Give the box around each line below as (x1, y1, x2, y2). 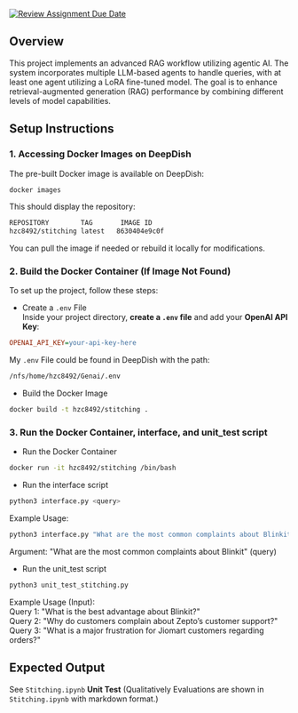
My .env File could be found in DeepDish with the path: (9, 355, 210, 365)
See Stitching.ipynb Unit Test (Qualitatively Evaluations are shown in (9, 684, 264, 694)
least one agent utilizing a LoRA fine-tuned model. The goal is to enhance (9, 76, 278, 87)
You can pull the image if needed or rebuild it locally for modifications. (9, 243, 266, 253)
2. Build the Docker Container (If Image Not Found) (9, 265, 231, 277)
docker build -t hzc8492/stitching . (9, 405, 149, 414)
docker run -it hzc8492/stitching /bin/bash (9, 463, 176, 473)
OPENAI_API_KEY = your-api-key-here (9, 339, 137, 348)
